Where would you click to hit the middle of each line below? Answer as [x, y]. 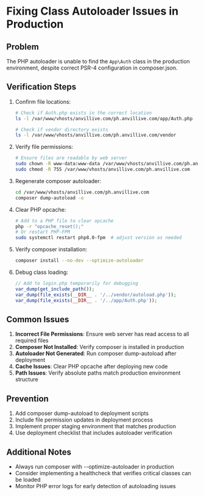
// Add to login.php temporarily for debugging [76, 284]
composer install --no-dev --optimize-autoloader [79, 261]
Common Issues [38, 319]
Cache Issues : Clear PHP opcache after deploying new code [91, 367]
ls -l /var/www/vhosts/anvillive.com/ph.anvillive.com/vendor [96, 135]
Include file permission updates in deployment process [84, 420]
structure [26, 379]
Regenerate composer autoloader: [58, 181]
